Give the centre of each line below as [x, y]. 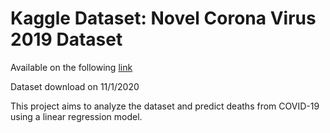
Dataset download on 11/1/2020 [75, 86]
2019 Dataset [66, 39]
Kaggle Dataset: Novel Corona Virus [163, 18]
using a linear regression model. [76, 116]
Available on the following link [71, 67]
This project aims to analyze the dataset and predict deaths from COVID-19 [165, 106]
